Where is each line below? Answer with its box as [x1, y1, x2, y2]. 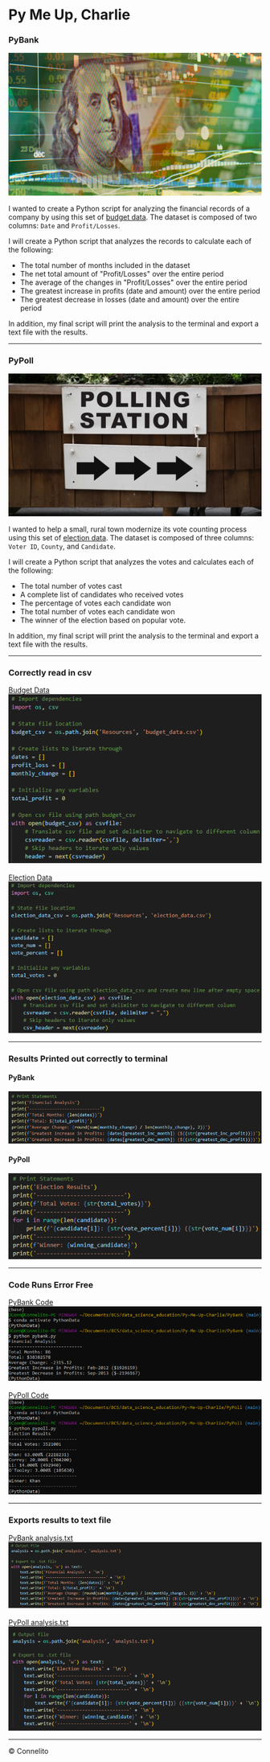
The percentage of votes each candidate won [19, 598, 171, 608]
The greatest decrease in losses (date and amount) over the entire [19, 294, 239, 304]
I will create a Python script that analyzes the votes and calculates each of [8, 557, 255, 566]
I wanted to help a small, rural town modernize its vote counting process [8, 524, 247, 534]
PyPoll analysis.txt [8, 1618, 69, 1628]
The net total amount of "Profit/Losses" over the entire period [19, 269, 224, 278]
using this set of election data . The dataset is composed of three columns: [8, 532, 255, 542]
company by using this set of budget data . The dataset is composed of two [8, 212, 257, 222]
